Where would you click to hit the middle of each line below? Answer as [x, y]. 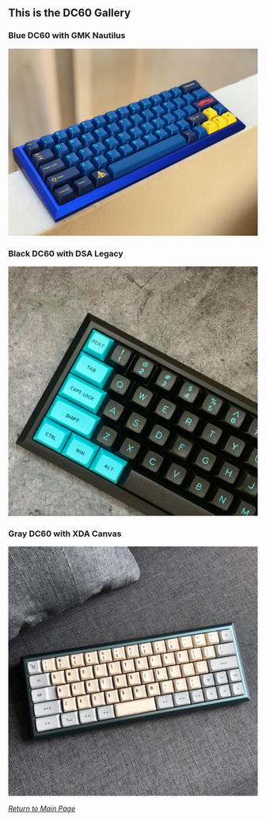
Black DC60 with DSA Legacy [66, 253]
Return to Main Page [42, 809]
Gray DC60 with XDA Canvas [65, 534]
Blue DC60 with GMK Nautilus [67, 36]
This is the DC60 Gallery [70, 13]
